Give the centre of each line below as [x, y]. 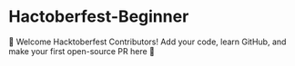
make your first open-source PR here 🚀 [82, 51]
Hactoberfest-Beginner [99, 17]
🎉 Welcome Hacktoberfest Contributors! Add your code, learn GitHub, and [147, 42]
